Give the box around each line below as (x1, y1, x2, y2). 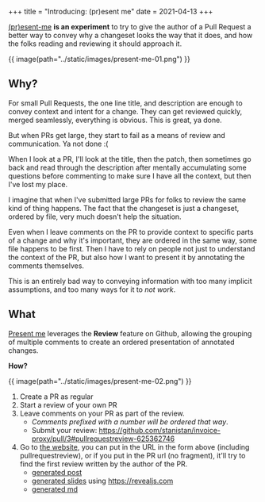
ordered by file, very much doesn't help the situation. (8, 212, 182, 221)
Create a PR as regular (19, 392, 94, 401)
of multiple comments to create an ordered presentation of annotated (8, 337, 235, 347)
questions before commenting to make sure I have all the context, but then (8, 171, 252, 181)
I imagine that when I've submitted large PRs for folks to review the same (8, 194, 247, 205)
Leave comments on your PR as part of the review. (19, 408, 185, 418)
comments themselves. (8, 261, 85, 270)
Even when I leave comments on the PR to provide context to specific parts (8, 227, 254, 236)
